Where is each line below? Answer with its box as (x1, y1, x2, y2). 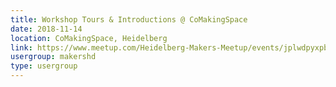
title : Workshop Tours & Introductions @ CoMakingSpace (10, 14, 248, 25)
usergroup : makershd (10, 52, 97, 62)
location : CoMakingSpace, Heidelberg (10, 33, 168, 43)
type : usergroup (10, 61, 78, 71)
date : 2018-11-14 (10, 24, 83, 34)
